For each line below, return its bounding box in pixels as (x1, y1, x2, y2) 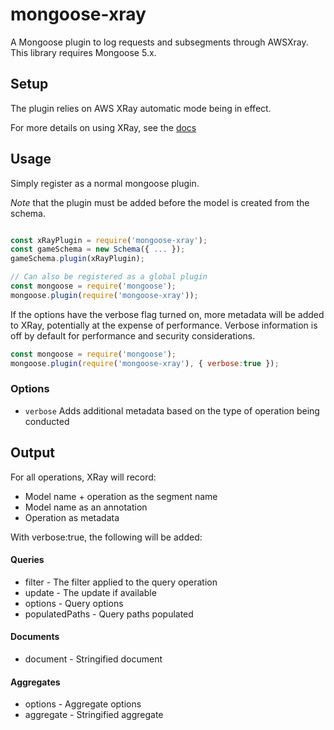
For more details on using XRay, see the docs (10, 121, 197, 133)
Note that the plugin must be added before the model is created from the (10, 196, 310, 208)
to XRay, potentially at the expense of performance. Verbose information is (10, 319, 318, 331)
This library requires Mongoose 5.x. (10, 46, 157, 58)
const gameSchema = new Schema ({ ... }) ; (10, 244, 186, 255)
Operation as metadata (24, 511, 120, 523)
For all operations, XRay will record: (10, 471, 157, 483)
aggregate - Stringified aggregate (24, 709, 164, 721)
